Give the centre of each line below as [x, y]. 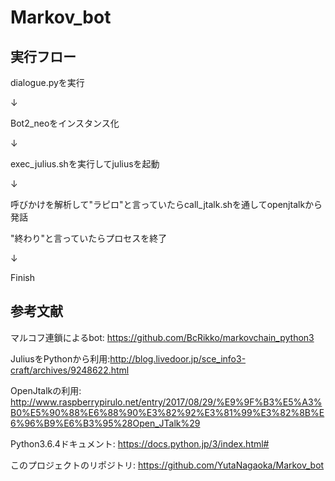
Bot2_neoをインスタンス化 [65, 123]
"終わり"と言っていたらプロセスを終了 [89, 238]
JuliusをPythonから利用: [60, 358]
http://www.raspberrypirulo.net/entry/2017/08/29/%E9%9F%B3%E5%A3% [166, 402]
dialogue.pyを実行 [47, 82]
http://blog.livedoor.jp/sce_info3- [178, 358]
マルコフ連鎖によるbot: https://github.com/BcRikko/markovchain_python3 [162, 337]
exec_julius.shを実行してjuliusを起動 [85, 164]
